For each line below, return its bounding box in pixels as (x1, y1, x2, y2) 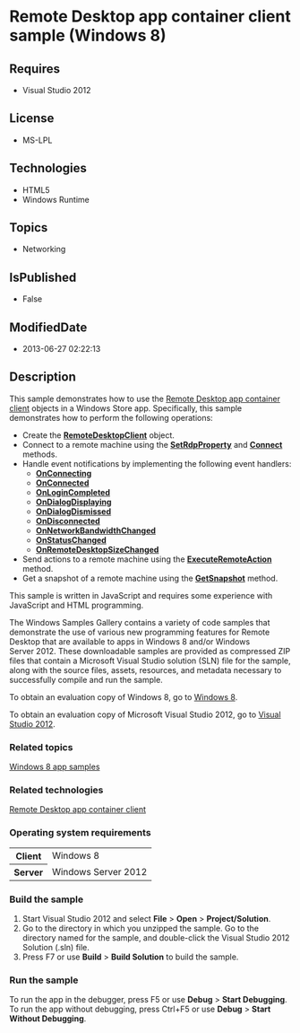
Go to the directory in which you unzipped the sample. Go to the (21, 923, 260, 934)
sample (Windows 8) (9, 25, 167, 46)
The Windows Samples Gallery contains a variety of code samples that (9, 617, 270, 627)
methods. (21, 449, 58, 460)
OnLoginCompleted (35, 486, 110, 497)
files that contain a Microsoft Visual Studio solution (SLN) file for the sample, (9, 655, 291, 666)
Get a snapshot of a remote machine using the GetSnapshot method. (21, 573, 279, 583)
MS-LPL (21, 135, 53, 145)
